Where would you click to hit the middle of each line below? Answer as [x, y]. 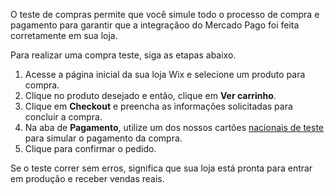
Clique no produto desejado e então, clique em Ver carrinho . [150, 95]
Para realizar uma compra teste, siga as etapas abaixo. [123, 55]
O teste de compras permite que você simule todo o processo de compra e [165, 14]
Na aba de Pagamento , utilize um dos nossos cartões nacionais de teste [174, 127]
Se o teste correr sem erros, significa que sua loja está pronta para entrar [161, 168]
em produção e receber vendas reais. [87, 178]
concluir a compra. [63, 117]
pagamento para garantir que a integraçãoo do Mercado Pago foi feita [155, 25]
